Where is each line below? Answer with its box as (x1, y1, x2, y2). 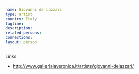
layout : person (5, 40, 37, 45)
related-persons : (5, 30, 42, 35)
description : (5, 26, 33, 31)
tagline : (5, 21, 24, 26)
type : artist (5, 12, 33, 17)
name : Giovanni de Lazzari (5, 7, 62, 12)
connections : (5, 35, 33, 40)
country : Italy (5, 16, 37, 21)
